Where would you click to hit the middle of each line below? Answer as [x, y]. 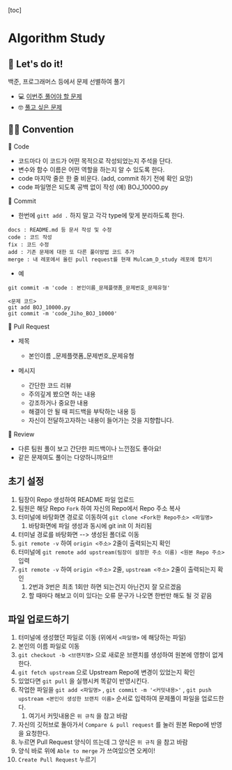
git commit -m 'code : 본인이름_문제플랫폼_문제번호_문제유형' [89, 288]
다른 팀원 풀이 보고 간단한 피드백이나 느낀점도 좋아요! [90, 448]
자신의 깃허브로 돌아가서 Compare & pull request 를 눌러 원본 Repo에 [114, 725]
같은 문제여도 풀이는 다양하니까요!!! [65, 457]
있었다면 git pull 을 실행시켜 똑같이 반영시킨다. [83, 681]
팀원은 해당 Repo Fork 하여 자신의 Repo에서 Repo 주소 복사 [99, 508]
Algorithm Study [57, 38]
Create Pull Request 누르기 [57, 760]
